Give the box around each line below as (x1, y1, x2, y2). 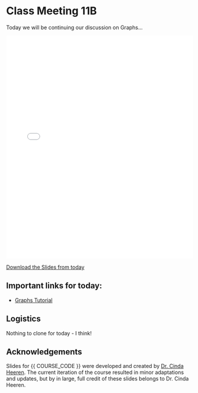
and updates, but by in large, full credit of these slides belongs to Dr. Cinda (6, 375, 189, 382)
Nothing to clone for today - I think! (6, 329, 92, 337)
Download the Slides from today (6, 263, 85, 271)
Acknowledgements (6, 347, 82, 357)
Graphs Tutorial (14, 296, 53, 304)
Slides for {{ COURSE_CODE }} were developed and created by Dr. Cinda (6, 363, 184, 370)
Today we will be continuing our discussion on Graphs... (6, 24, 143, 31)
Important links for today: (6, 281, 103, 291)
